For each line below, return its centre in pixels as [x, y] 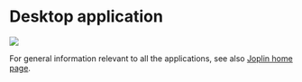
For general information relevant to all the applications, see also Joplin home [151, 58]
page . [20, 68]
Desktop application [87, 17]
